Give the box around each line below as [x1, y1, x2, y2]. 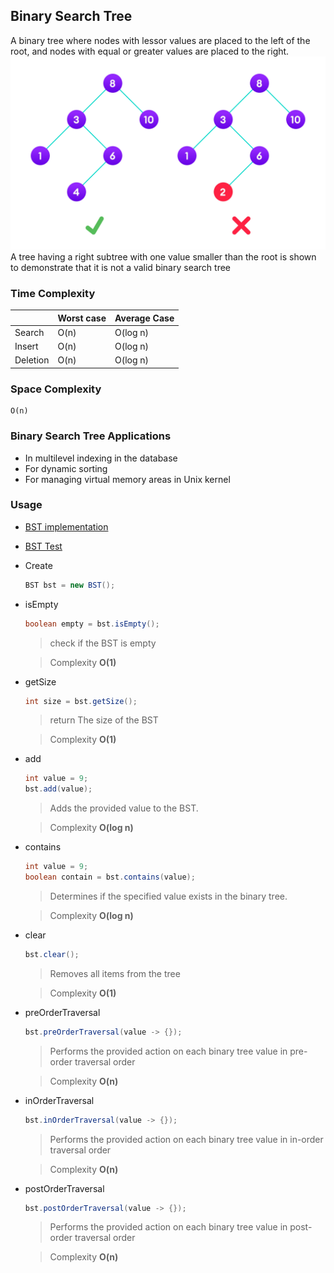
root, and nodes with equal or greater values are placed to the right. [10, 45, 290, 57]
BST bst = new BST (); [24, 580, 116, 590]
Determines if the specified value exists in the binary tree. [49, 890, 288, 902]
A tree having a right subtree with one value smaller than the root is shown [10, 250, 317, 263]
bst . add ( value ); [24, 784, 93, 794]
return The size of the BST [49, 714, 159, 726]
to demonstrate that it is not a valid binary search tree [10, 261, 232, 273]
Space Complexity [10, 382, 102, 396]
